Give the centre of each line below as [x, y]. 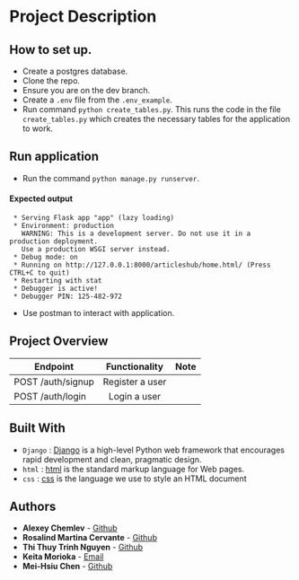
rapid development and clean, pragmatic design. [112, 459]
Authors [33, 507]
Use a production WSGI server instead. [96, 250]
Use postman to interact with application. [98, 313]
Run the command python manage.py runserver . [111, 178]
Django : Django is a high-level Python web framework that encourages [154, 450]
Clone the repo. [51, 81]
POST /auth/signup [54, 382]
